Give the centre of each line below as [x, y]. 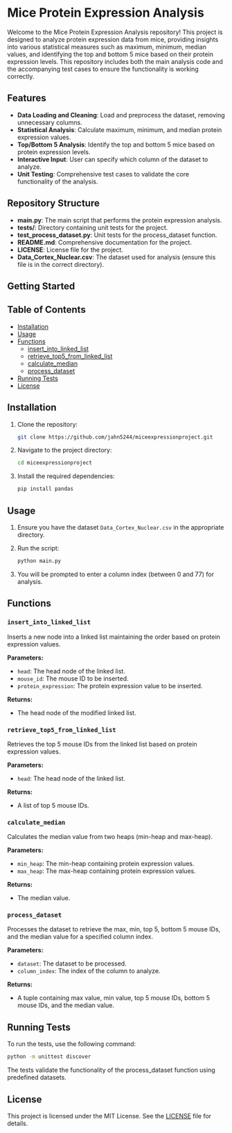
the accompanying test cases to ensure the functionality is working [103, 69]
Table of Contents [47, 310]
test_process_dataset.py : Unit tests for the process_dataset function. [117, 235]
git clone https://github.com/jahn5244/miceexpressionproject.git [115, 437]
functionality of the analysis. [57, 181]
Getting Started [41, 286]
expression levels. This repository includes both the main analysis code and [115, 61]
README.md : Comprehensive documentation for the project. [105, 242]
